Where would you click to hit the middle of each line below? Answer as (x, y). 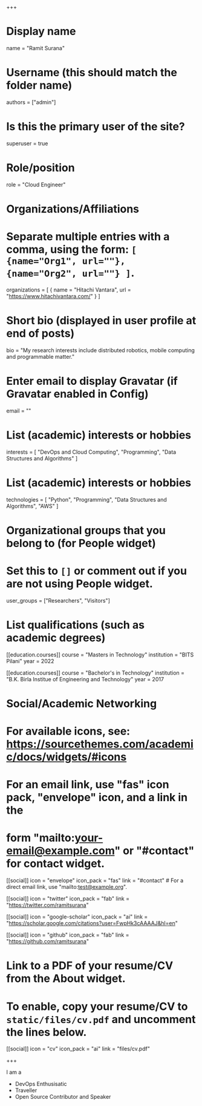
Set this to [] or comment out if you (97, 571)
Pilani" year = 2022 (30, 661)
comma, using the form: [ (72, 250)
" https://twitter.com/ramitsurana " (47, 905)
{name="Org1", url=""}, (66, 261)
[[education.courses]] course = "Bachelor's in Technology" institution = (96, 673)
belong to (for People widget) (81, 543)
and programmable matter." (40, 356)
